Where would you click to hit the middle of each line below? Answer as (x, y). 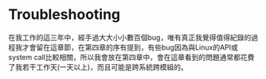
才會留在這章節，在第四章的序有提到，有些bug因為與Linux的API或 (130, 47)
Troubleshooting (65, 15)
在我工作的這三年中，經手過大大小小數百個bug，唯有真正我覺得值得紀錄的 (130, 37)
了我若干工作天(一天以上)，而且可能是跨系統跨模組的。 (98, 67)
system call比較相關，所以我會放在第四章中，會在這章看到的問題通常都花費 (131, 57)
